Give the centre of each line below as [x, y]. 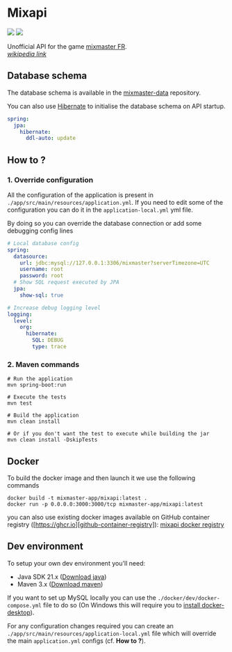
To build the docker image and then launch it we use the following [101, 478]
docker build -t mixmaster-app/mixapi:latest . [77, 498]
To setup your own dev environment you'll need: [76, 563]
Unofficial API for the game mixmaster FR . [67, 46]
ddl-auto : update [51, 138]
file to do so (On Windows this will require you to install [122, 605]
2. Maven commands [43, 364]
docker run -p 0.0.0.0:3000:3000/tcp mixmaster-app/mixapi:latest [105, 504]
